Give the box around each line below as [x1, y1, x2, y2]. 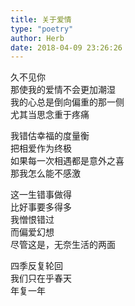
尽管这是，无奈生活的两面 [10, 239, 116, 251]
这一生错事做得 [10, 189, 72, 201]
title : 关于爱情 [10, 14, 72, 25]
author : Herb [10, 33, 65, 43]
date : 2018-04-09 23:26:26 [10, 42, 123, 53]
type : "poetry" [10, 24, 74, 34]
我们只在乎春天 [10, 272, 72, 285]
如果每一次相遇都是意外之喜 [10, 155, 125, 167]
